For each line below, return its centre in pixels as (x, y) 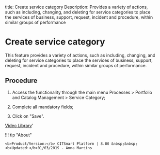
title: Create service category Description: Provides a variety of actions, (76, 7)
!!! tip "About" (18, 135)
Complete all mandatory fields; (43, 107)
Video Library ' (19, 126)
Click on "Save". (28, 116)
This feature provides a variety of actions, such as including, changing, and (80, 55)
